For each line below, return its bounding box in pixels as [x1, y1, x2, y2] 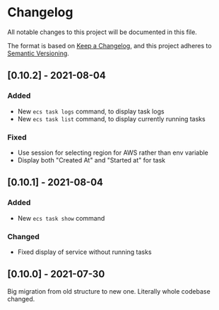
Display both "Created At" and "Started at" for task [17, 155, 166, 164]
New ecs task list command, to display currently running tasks [17, 114, 206, 123]
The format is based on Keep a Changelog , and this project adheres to [7, 41, 212, 50]
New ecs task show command [17, 214, 105, 222]
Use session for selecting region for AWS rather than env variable [17, 148, 208, 157]
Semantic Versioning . [7, 49, 69, 57]
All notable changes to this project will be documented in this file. [7, 28, 198, 36]
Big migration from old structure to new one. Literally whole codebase [7, 287, 211, 295]
